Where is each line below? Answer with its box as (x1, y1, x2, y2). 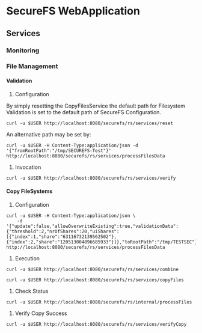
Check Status (14, 287, 49, 295)
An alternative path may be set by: (6, 130, 91, 138)
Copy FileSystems (6, 188, 53, 195)
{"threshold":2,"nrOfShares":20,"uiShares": (6, 228, 120, 234)
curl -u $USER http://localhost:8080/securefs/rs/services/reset (6, 120, 173, 126)
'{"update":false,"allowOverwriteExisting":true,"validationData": (6, 223, 179, 229)
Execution (14, 254, 40, 262)
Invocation (14, 163, 41, 171)
